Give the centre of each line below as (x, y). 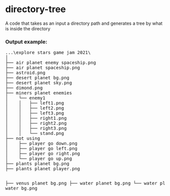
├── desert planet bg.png (37, 78)
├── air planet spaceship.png (43, 68)
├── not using (23, 138)
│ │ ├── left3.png (35, 113)
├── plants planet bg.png (37, 164)
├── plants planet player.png (43, 169)
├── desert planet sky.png (39, 83)
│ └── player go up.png (39, 159)
